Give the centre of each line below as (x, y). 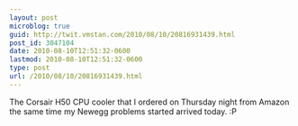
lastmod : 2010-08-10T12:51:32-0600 (76, 59)
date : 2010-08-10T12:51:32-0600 (70, 51)
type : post (30, 68)
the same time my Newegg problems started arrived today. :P (123, 111)
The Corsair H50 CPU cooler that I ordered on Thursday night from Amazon (149, 102)
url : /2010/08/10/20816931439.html (76, 76)
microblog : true (40, 26)
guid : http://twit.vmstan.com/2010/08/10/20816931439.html (122, 34)
